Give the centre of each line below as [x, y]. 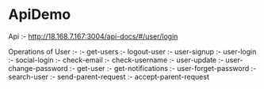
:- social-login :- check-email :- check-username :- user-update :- [116, 60]
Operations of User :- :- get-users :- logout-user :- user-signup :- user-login [132, 51]
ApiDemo [40, 15]
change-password [38, 68]
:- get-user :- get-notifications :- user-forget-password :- [163, 68]
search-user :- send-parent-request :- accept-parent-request [109, 76]
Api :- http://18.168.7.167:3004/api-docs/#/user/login [93, 36]
